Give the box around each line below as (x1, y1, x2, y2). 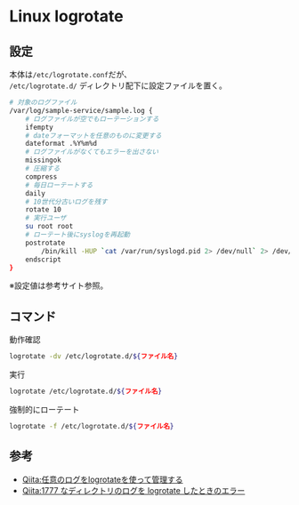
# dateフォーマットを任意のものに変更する (25, 131, 162, 140)
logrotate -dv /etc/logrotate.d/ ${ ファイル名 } (9, 352, 178, 361)
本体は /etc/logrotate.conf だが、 (9, 69, 132, 79)
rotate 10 (25, 205, 62, 214)
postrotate (25, 238, 66, 247)
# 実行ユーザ (25, 213, 67, 223)
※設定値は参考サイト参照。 (9, 280, 109, 291)
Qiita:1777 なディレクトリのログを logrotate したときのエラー (21, 485, 246, 495)
